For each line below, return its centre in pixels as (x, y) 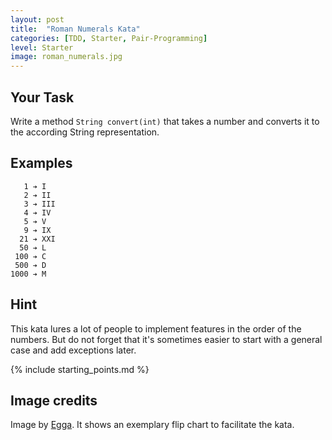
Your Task (42, 97)
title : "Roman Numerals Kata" (75, 29)
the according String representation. (85, 132)
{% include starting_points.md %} (80, 369)
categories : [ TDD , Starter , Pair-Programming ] (109, 38)
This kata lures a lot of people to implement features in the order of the (156, 328)
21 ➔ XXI (37, 239)
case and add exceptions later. (73, 350)
